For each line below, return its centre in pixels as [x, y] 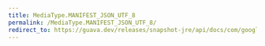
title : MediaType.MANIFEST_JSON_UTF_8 [72, 15]
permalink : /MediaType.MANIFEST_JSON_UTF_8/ [82, 23]
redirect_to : [30, 30]
